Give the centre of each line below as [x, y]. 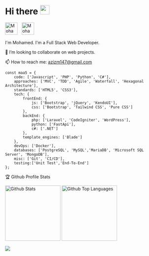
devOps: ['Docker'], [35, 146]
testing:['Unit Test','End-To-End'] [52, 163]
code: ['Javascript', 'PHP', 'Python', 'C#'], [62, 77]
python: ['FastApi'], [54, 124]
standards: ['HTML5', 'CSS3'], [46, 90]
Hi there [22, 12]
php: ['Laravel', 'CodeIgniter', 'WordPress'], [81, 120]
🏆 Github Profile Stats [28, 176]
